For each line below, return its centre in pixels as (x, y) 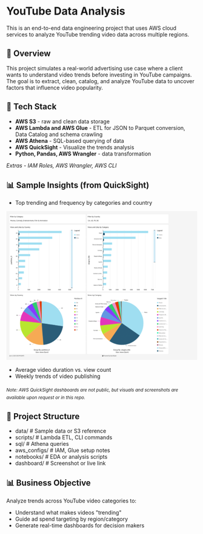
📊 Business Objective (48, 483)
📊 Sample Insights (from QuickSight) (78, 185)
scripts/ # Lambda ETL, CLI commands (64, 437)
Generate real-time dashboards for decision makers (80, 525)
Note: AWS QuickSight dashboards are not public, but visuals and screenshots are (92, 390)
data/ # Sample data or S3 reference (61, 431)
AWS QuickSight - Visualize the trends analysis (75, 147)
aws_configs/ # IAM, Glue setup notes (62, 450)
